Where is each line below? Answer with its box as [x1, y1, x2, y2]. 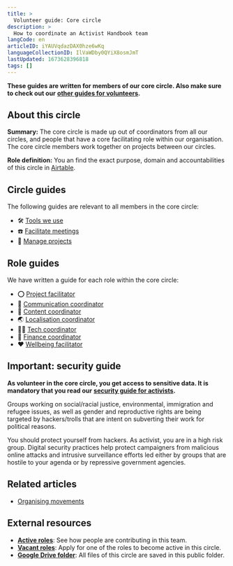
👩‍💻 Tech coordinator [17, 325, 77, 334]
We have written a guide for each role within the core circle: [7, 276, 179, 284]
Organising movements [17, 497, 84, 505]
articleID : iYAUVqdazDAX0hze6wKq [7, 43, 105, 50]
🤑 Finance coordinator [17, 333, 82, 341]
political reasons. [7, 422, 57, 430]
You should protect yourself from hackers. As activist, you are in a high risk [7, 435, 223, 444]
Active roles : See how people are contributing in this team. [17, 536, 187, 544]
